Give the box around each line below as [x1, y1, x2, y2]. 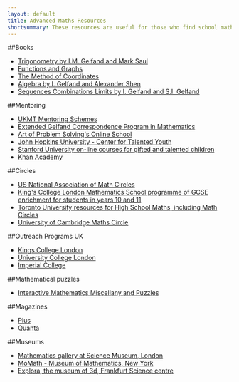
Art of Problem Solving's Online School [17, 130, 132, 139]
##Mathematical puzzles [7, 275, 80, 284]
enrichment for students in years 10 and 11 [17, 195, 142, 204]
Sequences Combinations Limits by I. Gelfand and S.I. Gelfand [17, 87, 200, 96]
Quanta [17, 324, 40, 332]
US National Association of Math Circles [17, 180, 135, 189]
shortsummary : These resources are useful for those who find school [7, 24, 218, 31]
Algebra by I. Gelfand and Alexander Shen [17, 80, 141, 88]
